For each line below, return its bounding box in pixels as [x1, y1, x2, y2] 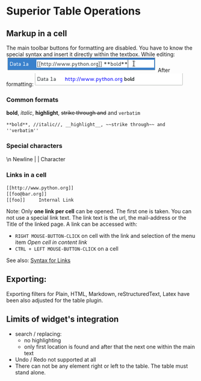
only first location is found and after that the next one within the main [23, 343, 196, 350]
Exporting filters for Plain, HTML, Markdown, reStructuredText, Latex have [6, 290, 190, 297]
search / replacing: [14, 330, 62, 338]
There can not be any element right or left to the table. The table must [14, 362, 188, 370]
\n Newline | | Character [6, 155, 66, 162]
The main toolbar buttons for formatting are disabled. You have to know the [6, 44, 193, 51]
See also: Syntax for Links [6, 257, 71, 264]
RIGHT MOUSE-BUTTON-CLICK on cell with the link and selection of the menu [14, 232, 196, 239]
